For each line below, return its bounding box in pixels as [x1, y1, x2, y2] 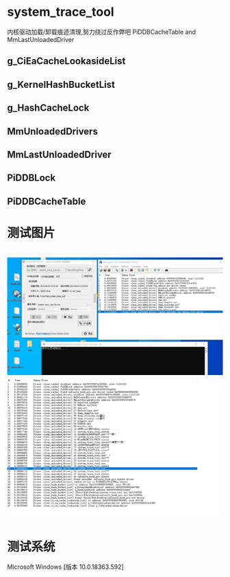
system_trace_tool [7, 4, 114, 20]
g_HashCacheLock [7, 102, 90, 114]
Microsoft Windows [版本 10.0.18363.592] [7, 563, 125, 571]
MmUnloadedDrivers [7, 125, 98, 137]
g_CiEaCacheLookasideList [7, 56, 126, 67]
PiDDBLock [7, 172, 56, 184]
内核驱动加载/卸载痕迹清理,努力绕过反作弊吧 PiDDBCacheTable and [7, 27, 196, 36]
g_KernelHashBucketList [7, 78, 115, 90]
